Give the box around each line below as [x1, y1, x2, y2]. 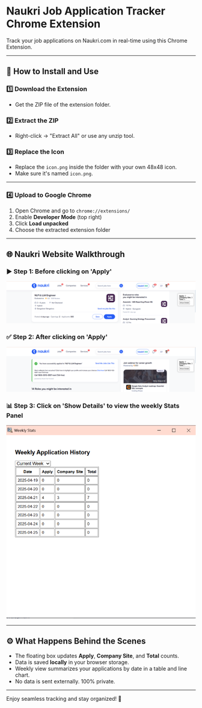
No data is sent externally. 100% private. [14, 677, 115, 685]
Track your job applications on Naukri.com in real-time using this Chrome [6, 37, 188, 44]
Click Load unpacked [14, 220, 69, 227]
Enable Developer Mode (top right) [14, 213, 102, 220]
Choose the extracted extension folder [14, 226, 111, 233]
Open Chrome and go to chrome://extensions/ [14, 206, 130, 214]
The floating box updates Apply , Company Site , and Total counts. [14, 652, 179, 659]
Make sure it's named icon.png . [14, 170, 93, 177]
